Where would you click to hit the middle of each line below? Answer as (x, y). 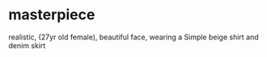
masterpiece (52, 15)
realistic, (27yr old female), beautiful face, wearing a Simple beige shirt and (133, 37)
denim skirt (27, 45)
